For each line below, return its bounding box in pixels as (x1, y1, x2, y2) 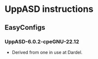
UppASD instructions (4, 3, 94, 15)
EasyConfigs (4, 23, 46, 32)
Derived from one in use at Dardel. (11, 49, 83, 55)
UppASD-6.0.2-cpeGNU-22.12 (4, 38, 79, 45)
